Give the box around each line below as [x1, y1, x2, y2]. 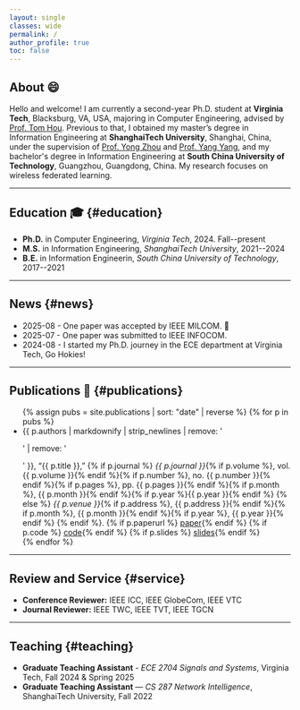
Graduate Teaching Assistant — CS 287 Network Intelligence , [21, 681, 253, 692]
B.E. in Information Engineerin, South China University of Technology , [21, 252, 279, 263]
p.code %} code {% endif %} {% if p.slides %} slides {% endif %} [21, 527, 261, 538]
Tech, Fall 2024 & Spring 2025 [21, 672, 135, 682]
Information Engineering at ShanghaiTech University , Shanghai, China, [9, 132, 272, 142]
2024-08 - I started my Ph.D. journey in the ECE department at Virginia [21, 339, 283, 350]
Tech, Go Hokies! [21, 348, 87, 359]
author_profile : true [9, 38, 90, 47]
